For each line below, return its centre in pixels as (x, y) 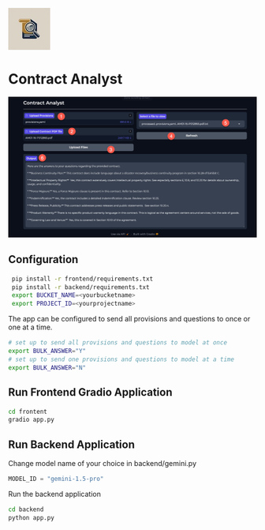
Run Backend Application (72, 444)
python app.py (32, 517)
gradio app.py (32, 420)
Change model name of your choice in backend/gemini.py (103, 464)
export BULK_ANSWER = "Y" (47, 351)
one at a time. (30, 327)
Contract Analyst (65, 79)
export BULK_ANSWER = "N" (47, 367)
